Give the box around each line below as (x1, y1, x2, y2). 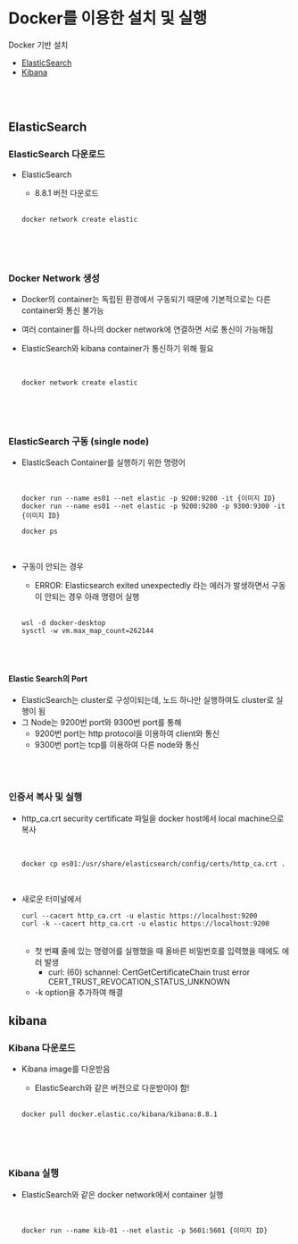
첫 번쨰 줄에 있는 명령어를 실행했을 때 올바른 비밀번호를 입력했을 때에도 (34, 945, 280, 956)
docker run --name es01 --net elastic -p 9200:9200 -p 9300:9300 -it (21, 502, 286, 511)
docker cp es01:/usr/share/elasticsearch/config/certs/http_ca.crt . (21, 859, 286, 868)
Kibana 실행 (8, 1167, 59, 1180)
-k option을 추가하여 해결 (34, 986, 124, 997)
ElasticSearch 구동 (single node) (8, 435, 149, 447)
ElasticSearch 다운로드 (8, 148, 106, 161)
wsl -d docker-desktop (21, 619, 106, 628)
